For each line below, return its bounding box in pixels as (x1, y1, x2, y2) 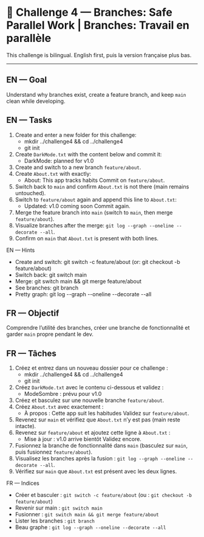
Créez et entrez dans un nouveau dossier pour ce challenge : (15, 364, 168, 372)
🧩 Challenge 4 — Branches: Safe (6, 5, 173, 19)
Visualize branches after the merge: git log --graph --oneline (15, 221, 174, 229)
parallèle (6, 32, 52, 45)
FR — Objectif (6, 308, 59, 318)
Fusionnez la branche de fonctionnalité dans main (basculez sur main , (15, 442, 188, 449)
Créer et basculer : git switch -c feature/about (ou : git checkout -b (15, 491, 192, 499)
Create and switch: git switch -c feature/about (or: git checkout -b (15, 258, 180, 265)
